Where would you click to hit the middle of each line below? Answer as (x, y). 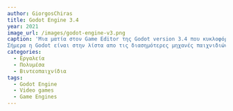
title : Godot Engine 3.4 (43, 20)
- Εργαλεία (29, 59)
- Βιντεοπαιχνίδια (40, 71)
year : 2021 (23, 26)
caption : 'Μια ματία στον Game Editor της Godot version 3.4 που (103, 39)
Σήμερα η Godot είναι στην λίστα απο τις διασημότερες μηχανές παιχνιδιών (118, 46)
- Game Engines (35, 97)
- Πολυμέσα (29, 65)
